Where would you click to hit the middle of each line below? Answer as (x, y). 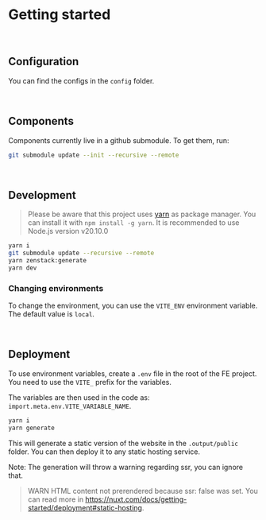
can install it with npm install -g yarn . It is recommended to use (133, 223)
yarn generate (32, 428)
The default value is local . (52, 314)
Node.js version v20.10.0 (68, 231)
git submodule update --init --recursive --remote (94, 155)
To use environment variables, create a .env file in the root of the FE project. (133, 373)
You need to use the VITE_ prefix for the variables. (90, 382)
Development (42, 195)
